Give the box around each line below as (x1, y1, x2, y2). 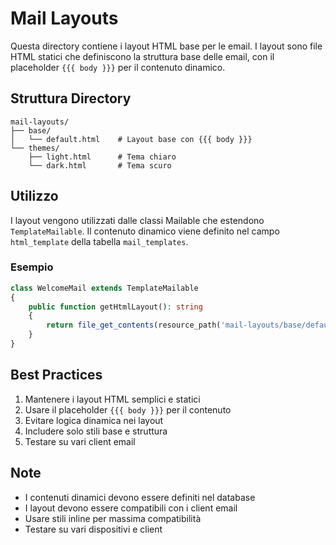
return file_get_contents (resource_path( (46, 320, 222, 331)
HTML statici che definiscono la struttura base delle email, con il (10, 50, 275, 62)
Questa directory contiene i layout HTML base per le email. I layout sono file (10, 40, 323, 52)
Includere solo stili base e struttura (24, 425, 168, 437)
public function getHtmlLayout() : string (28, 302, 203, 312)
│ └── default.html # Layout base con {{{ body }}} (10, 134, 253, 144)
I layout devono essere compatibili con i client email (24, 502, 238, 514)
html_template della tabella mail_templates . (10, 235, 189, 247)
